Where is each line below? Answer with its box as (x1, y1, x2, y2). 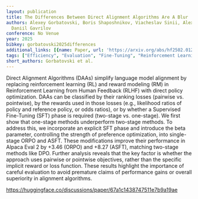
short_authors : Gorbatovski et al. (6, 58, 94, 64)
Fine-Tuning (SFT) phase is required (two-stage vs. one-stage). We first (6, 112, 181, 119)
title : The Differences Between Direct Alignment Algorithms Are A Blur (6, 14, 189, 20)
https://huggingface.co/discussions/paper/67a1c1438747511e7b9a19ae (6, 186, 178, 193)
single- (169, 131, 187, 138)
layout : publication (6, 8, 57, 15)
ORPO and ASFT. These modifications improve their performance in (21, 137, 186, 144)
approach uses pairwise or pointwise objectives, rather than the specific (6, 156, 181, 163)
